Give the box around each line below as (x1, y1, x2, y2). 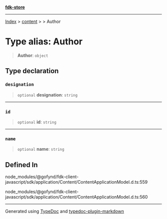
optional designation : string (17, 92, 78, 98)
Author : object (17, 52, 49, 58)
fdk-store (5, 4, 25, 10)
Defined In (5, 160, 38, 169)
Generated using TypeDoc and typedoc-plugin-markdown (5, 209, 124, 215)
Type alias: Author (5, 36, 83, 47)
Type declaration (5, 67, 59, 75)
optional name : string (17, 146, 65, 152)
